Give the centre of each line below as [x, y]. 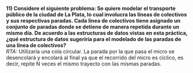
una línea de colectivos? [36, 45]
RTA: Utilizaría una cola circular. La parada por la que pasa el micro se [90, 51]
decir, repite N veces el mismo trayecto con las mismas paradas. [84, 64]
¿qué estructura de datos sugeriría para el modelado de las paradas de [94, 39]
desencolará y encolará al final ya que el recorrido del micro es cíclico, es [95, 58]
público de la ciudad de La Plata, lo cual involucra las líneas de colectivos [96, 14]
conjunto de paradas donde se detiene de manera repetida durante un [93, 27]
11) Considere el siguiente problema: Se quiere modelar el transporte [91, 8]
